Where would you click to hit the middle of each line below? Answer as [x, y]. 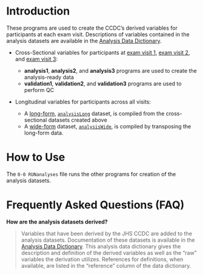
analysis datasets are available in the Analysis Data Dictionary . [84, 41]
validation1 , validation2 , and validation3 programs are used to [103, 84]
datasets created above [78, 120]
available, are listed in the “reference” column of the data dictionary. [106, 265]
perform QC [39, 90]
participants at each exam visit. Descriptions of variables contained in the [98, 34]
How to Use [36, 157]
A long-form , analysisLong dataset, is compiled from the [94, 113]
